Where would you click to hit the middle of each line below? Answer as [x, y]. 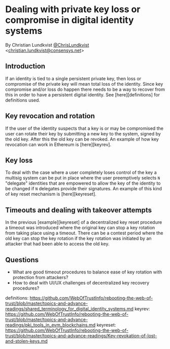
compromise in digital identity [70, 20]
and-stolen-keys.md [27, 341]
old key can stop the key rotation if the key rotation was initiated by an [78, 238]
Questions [22, 260]
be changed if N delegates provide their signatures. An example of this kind [84, 189]
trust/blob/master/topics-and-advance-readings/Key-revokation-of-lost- [81, 336]
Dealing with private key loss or [73, 9]
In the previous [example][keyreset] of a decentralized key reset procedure [84, 222]
